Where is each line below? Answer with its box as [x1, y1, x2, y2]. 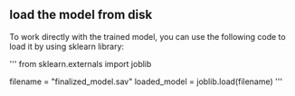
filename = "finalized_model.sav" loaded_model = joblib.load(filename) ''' [9, 76, 283, 87]
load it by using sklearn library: [9, 41, 125, 52]
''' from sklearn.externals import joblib [9, 58, 152, 69]
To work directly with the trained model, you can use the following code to [9, 31, 287, 42]
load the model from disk [9, 7, 153, 23]
